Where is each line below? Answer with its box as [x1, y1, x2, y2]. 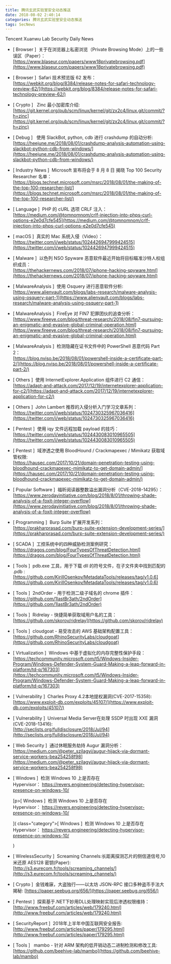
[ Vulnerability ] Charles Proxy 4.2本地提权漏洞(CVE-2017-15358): [12, 694, 152, 700]
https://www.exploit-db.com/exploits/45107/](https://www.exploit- [14, 699, 154, 705]
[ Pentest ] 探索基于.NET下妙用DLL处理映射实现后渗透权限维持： [12, 898, 150, 905]
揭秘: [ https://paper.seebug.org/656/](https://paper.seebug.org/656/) [12, 888, 159, 894]
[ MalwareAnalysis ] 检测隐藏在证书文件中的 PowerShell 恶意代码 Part [12, 343, 160, 349]
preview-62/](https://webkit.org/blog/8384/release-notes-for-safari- [12, 86, 158, 92]
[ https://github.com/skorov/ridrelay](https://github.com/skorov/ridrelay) [12, 618, 163, 624]
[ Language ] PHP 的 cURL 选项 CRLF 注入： [12, 206, 107, 213]
